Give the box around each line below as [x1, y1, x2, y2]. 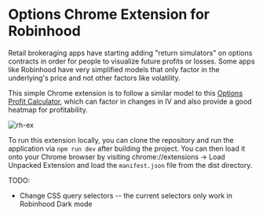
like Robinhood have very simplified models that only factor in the [8, 64, 220, 74]
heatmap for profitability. [8, 104, 88, 115]
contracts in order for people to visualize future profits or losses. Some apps [8, 56, 255, 66]
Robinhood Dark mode [19, 199, 93, 209]
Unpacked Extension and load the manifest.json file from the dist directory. [8, 160, 253, 169]
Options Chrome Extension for [8, 5, 210, 24]
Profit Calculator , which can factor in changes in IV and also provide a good [8, 97, 253, 106]
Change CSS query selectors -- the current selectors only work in [19, 191, 233, 200]
